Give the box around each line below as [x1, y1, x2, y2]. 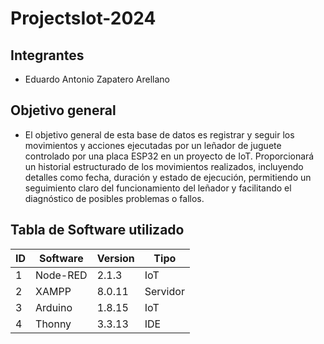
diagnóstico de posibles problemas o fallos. [24, 192, 205, 204]
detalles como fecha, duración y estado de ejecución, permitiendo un [24, 171, 312, 183]
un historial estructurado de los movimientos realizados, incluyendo [24, 160, 304, 172]
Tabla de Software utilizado [10, 222, 185, 239]
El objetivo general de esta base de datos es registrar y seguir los [24, 128, 295, 141]
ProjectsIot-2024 [10, 7, 157, 30]
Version [96, 251, 135, 265]
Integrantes [10, 47, 85, 64]
